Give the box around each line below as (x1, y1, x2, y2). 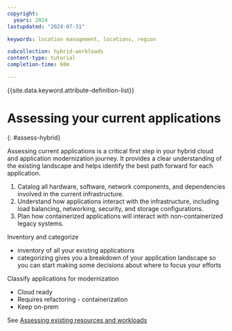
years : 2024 (13, 17, 48, 24)
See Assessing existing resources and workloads (7, 316, 148, 324)
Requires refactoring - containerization (17, 295, 128, 303)
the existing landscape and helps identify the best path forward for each (7, 161, 213, 170)
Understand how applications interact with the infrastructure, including (17, 197, 220, 205)
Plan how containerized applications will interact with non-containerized (17, 212, 224, 220)
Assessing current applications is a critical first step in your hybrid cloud (7, 146, 213, 155)
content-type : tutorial (7, 55, 76, 62)
